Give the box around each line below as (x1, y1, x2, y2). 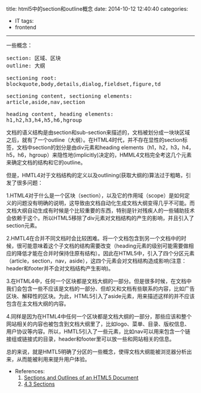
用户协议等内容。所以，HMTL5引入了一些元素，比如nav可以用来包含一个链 (6, 328, 191, 335)
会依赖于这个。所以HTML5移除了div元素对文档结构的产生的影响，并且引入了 (6, 215, 194, 221)
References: (14, 368, 45, 374)
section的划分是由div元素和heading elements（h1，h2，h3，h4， (32, 144, 194, 151)
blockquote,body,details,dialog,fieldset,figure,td (6, 81, 162, 87)
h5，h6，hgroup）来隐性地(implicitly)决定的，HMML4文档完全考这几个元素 (6, 151, 192, 158)
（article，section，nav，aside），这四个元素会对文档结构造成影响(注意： (6, 257, 187, 264)
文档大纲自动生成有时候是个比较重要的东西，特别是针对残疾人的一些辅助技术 (6, 207, 195, 214)
